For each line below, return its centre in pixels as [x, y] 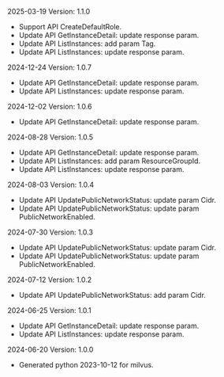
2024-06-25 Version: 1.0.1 [49, 310]
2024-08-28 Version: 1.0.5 [50, 137]
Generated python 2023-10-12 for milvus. [86, 365]
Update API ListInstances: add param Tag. [87, 44]
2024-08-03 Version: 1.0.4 [51, 185]
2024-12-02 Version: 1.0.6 [50, 107]
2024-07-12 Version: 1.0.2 [50, 280]
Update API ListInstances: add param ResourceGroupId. [110, 161]
